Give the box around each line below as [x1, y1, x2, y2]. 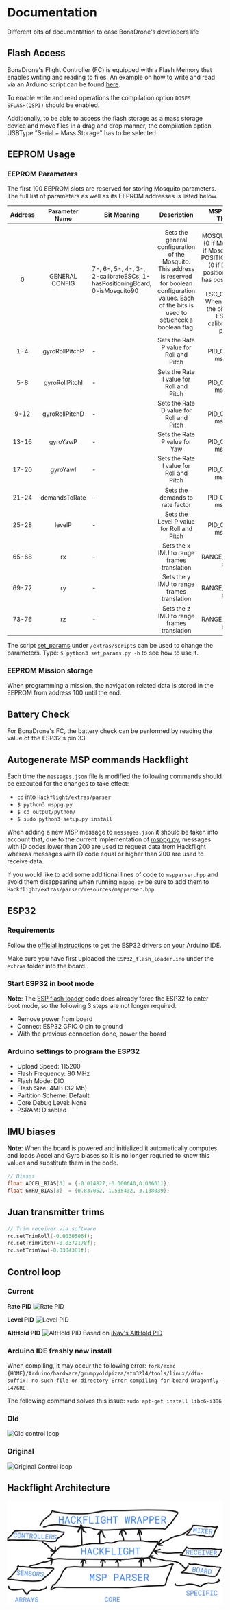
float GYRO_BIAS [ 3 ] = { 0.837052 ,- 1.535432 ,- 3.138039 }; [7, 1187, 170, 1194]
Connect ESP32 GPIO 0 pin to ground [16, 1023, 123, 1031]
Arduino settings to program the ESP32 [7, 1047, 140, 1056]
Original [7, 1447, 34, 1456]
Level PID [7, 1316, 34, 1324]
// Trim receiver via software [7, 1225, 97, 1233]
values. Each [158, 294, 194, 302]
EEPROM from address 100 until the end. [7, 688, 122, 697]
